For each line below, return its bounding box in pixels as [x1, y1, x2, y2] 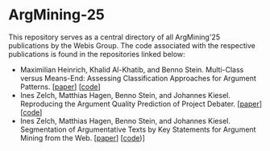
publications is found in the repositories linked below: [8, 49, 185, 59]
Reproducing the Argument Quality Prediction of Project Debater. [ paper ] [19, 99, 263, 108]
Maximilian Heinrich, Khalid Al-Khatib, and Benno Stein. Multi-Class [19, 64, 244, 74]
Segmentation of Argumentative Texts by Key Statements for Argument [19, 124, 256, 134]
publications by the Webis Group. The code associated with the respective [8, 40, 255, 50]
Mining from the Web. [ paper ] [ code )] [19, 133, 145, 142]
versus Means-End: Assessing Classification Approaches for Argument [19, 73, 256, 83]
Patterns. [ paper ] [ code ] [19, 82, 101, 92]
